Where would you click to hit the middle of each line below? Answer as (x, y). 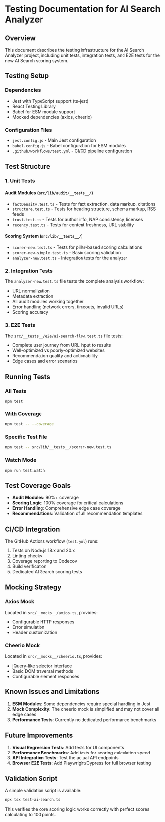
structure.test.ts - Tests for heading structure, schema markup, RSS (84, 209)
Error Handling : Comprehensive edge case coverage (66, 508)
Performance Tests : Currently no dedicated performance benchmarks (84, 719)
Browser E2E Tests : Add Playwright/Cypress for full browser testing (82, 763)
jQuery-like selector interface (42, 666)
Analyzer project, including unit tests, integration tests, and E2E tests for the (82, 55)
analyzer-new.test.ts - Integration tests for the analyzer (70, 258)
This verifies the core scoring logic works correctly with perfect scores (77, 809)
